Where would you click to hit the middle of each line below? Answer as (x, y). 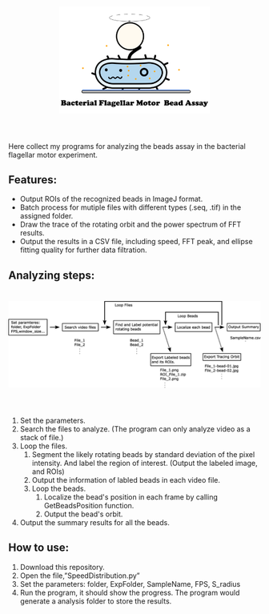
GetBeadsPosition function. (89, 506)
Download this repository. (62, 567)
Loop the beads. (59, 489)
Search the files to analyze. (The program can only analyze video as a (135, 429)
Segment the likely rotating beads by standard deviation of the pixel (143, 455)
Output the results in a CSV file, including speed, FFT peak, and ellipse (137, 242)
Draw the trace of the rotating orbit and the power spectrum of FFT (130, 225)
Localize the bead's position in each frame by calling (130, 497)
